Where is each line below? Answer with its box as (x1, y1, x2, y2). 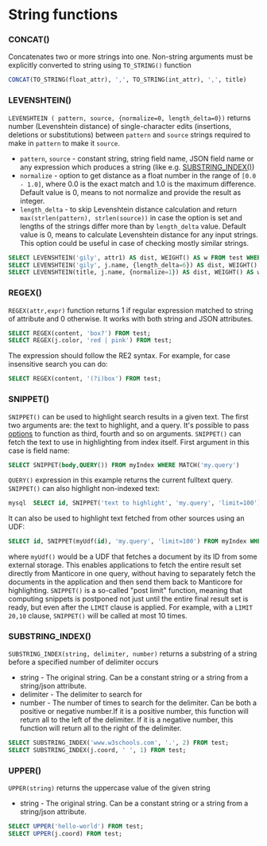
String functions (8, 6, 118, 24)
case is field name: (8, 446, 70, 455)
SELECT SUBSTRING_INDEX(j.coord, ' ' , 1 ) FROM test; (8, 747, 187, 754)
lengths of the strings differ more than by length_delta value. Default (19, 221, 246, 231)
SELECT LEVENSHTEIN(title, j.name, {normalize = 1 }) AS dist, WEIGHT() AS (8, 268, 254, 276)
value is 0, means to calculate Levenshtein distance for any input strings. (19, 229, 258, 240)
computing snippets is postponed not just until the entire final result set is (8, 595, 249, 604)
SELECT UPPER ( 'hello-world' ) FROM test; (8, 822, 145, 831)
